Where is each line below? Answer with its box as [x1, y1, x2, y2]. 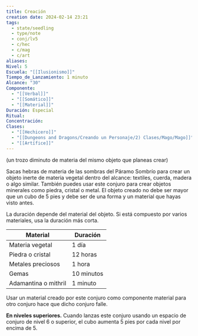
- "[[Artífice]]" [11, 140, 54, 146]
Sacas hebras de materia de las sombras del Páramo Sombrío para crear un [6, 167, 190, 174]
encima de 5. [6, 324, 38, 331]
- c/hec [11, 42, 31, 48]
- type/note [11, 31, 41, 37]
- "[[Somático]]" [11, 96, 54, 102]
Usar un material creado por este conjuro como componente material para [6, 294, 187, 301]
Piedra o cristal [9, 250, 51, 258]
